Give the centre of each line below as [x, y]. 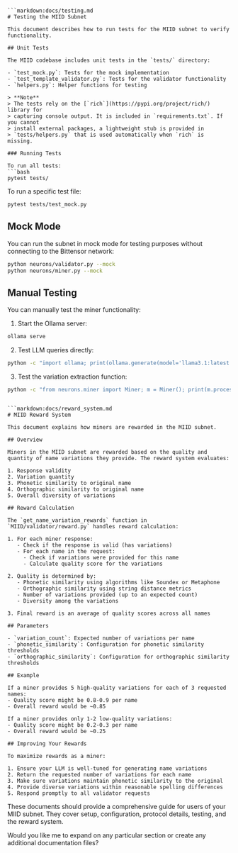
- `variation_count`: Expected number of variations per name [101, 638]
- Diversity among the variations [68, 601]
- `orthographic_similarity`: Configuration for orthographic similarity [119, 657]
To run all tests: [34, 166]
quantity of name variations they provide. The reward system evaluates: [119, 458]
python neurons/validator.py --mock [61, 264]
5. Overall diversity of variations [61, 495]
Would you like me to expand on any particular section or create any [107, 835]
